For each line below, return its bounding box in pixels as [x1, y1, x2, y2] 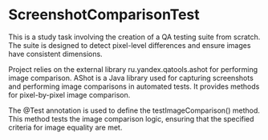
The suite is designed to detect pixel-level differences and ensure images [8, 40, 251, 50]
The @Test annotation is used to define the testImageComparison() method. [8, 106, 261, 115]
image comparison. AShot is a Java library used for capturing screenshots [8, 73, 254, 82]
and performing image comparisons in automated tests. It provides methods [8, 82, 260, 91]
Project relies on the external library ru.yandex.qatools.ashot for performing [8, 64, 258, 74]
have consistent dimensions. [8, 49, 103, 58]
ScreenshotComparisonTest [8, 6, 201, 24]
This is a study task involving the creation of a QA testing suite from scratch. [8, 32, 261, 42]
